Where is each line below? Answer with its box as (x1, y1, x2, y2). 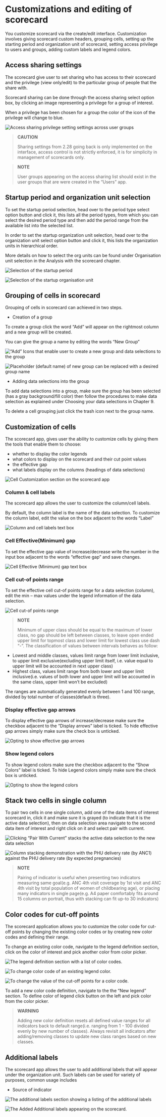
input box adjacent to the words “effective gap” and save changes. (5, 554, 141, 560)
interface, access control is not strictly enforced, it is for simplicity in (17, 149, 158, 155)
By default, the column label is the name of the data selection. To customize (5, 510, 160, 516)
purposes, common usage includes (5, 1077, 77, 1083)
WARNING (17, 1008, 39, 1014)
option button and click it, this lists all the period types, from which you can (5, 212, 159, 218)
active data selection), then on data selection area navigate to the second (5, 820, 155, 826)
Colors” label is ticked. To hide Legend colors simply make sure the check (5, 767, 156, 773)
